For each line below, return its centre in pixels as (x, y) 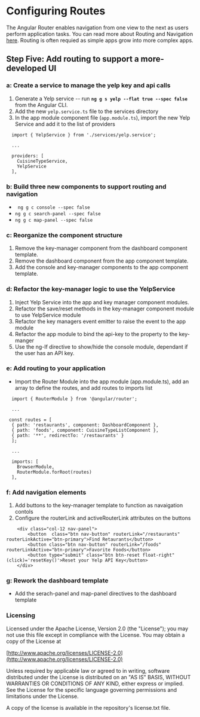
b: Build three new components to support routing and (86, 187)
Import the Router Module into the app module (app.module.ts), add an (102, 382)
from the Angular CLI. (41, 105)
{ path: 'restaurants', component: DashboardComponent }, (85, 425)
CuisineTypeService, (42, 161)
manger (24, 340)
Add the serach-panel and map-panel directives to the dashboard (96, 594)
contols (24, 512)
